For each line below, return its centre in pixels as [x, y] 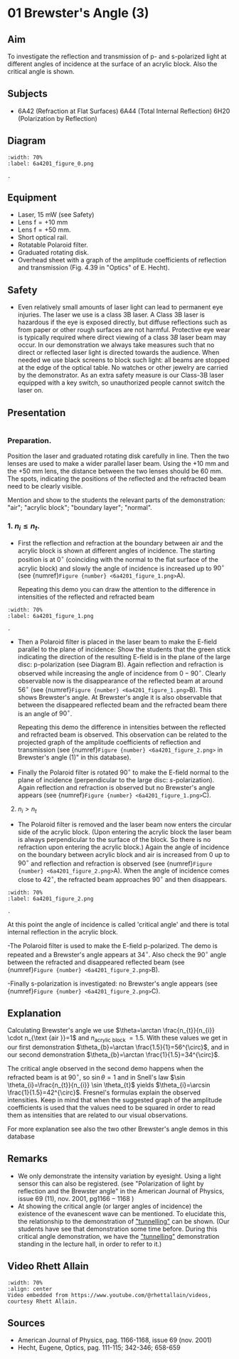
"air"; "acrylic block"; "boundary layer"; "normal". [80, 508]
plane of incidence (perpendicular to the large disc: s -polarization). [116, 779]
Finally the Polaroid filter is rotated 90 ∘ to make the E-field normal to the [123, 772]
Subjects [27, 94]
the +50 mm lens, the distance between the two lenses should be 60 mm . [115, 471]
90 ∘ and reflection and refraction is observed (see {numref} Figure [115, 863]
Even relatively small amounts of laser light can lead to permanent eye [120, 307]
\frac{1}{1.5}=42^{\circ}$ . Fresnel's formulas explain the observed [104, 1092]
